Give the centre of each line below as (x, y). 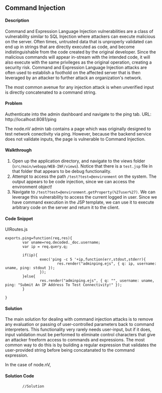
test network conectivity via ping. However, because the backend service (78, 134)
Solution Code (20, 376)
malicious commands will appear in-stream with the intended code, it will (78, 57)
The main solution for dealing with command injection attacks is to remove (79, 319)
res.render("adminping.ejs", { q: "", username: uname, (97, 281)
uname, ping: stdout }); (30, 268)
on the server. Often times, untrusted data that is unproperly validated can (79, 41)
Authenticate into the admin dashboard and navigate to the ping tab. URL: (78, 114)
